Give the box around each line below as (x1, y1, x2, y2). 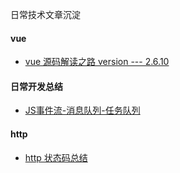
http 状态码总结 (24, 151, 88, 163)
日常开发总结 (10, 80, 63, 92)
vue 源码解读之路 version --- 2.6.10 (24, 56, 170, 68)
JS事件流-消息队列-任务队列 (24, 104, 141, 117)
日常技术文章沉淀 (10, 9, 81, 20)
